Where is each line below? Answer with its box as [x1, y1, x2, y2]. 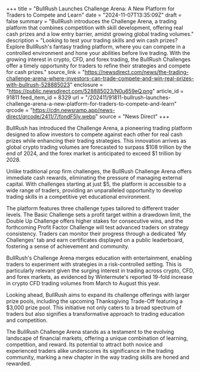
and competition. [6, 316, 48, 324]
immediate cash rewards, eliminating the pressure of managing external [6, 174, 183, 181]
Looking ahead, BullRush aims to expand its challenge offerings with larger [6, 291, 190, 298]
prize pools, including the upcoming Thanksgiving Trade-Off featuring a [6, 298, 183, 305]
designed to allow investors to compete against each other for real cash [6, 131, 183, 138]
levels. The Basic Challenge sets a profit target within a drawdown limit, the [6, 211, 191, 218]
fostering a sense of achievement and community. [6, 243, 130, 250]
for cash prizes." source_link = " [6, 69, 85, 75]
